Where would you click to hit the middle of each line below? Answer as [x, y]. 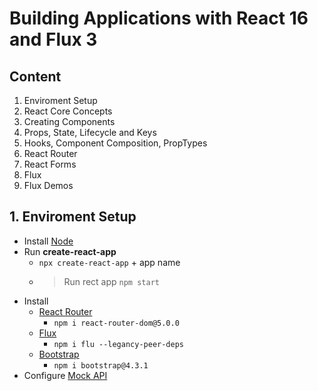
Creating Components [69, 121]
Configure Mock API [65, 375]
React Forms [50, 164]
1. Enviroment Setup [73, 217]
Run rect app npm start [111, 281]
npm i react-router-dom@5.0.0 [116, 323]
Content [35, 76]
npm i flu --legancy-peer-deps [118, 344]
